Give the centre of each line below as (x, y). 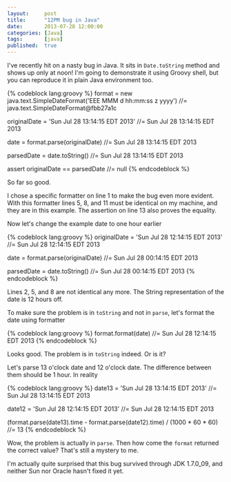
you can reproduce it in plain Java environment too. (80, 80)
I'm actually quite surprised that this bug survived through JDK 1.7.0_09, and (115, 464)
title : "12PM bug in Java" (53, 20)
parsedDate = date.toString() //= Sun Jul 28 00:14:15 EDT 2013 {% (101, 271)
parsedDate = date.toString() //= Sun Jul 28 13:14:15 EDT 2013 (96, 155)
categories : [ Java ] (35, 33)
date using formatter (36, 320)
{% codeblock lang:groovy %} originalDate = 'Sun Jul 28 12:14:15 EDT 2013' (115, 237)
